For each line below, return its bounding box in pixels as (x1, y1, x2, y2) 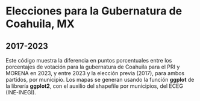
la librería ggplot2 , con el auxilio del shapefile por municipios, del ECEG (5, 82, 183, 90)
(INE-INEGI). (5, 89, 37, 96)
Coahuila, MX (5, 17, 75, 31)
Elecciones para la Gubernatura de (5, 4, 182, 18)
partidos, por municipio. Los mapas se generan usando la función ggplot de (5, 76, 195, 83)
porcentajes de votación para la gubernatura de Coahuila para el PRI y (5, 63, 180, 70)
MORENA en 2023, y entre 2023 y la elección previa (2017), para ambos (5, 70, 185, 76)
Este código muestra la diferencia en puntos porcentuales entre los (5, 57, 172, 64)
